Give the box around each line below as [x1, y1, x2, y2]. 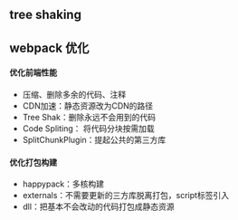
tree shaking [9, 7, 81, 23]
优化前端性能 [9, 67, 57, 78]
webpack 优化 [9, 40, 90, 55]
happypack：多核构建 [22, 178, 104, 189]
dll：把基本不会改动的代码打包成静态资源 [22, 201, 175, 212]
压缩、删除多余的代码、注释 [22, 89, 127, 100]
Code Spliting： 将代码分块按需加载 [22, 122, 156, 134]
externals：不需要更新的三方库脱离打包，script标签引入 [22, 190, 229, 201]
